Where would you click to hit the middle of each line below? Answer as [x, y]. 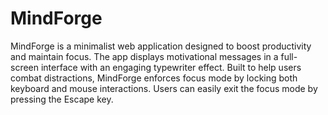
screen [25, 67]
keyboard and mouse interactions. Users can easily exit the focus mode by [164, 88]
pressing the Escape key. [62, 99]
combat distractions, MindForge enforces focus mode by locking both [154, 78]
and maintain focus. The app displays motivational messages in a [144, 56]
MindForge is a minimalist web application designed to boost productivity [161, 46]
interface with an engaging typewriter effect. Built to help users [171, 67]
